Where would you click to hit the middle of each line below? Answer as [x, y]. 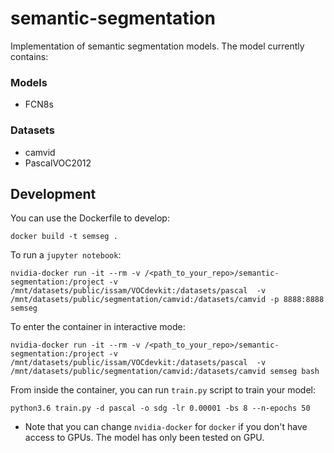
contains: [29, 56]
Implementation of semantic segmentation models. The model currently [157, 46]
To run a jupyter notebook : [66, 255]
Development [53, 193]
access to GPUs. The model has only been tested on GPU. [144, 438]
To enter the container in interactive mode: [98, 327]
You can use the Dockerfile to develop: [90, 218]
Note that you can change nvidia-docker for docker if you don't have [166, 427]
